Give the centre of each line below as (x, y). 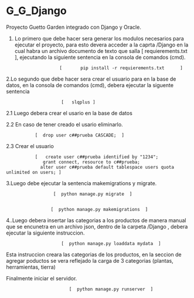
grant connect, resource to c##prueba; (92, 162)
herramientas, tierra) (31, 267)
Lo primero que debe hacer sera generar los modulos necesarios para (99, 38)
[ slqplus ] (78, 102)
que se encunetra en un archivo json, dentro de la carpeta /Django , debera (97, 226)
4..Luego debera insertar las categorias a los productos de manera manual (96, 220)
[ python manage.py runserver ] (111, 289)
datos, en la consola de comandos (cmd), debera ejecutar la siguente (90, 85)
